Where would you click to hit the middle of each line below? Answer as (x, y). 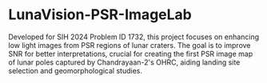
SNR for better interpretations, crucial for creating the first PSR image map (131, 53)
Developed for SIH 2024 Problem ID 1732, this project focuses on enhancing (134, 37)
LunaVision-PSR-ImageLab (100, 15)
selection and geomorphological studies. (75, 70)
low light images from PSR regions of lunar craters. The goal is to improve (130, 45)
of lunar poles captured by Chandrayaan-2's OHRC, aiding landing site (124, 62)
